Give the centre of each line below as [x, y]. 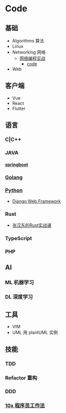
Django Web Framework [36, 201]
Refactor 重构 [21, 378]
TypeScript [19, 239]
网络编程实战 [32, 58]
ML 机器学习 [20, 282]
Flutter [19, 108]
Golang [14, 177]
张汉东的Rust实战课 [32, 225]
